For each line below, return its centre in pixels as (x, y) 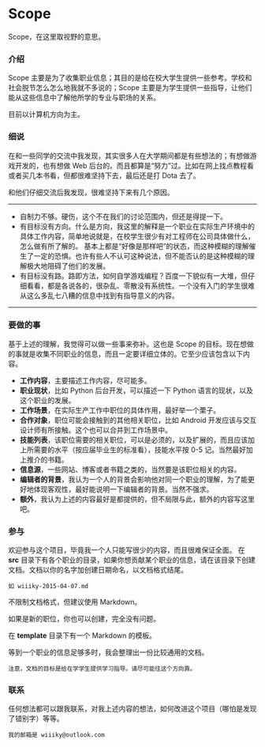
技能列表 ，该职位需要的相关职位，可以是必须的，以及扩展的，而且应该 (134, 440)
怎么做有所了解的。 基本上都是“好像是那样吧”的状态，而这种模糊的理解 (134, 246)
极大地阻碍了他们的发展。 (68, 266)
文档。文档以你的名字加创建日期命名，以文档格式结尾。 (98, 570)
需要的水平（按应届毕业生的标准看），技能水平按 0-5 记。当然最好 (140, 449)
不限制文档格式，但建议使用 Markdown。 (75, 602)
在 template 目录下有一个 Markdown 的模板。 (82, 636)
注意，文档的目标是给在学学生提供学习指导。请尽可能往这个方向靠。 (102, 669)
